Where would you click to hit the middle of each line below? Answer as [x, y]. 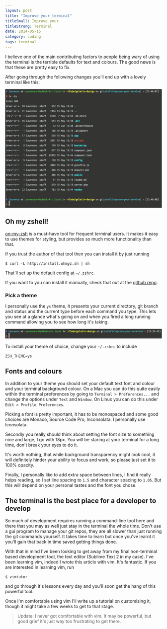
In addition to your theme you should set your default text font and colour [80, 383]
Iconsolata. [17, 424]
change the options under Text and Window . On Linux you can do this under [82, 399]
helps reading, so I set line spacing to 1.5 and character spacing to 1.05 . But [83, 480]
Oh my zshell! [27, 222]
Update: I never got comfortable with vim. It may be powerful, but [84, 616]
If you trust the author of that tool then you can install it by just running [77, 254]
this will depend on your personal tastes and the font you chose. [71, 485]
